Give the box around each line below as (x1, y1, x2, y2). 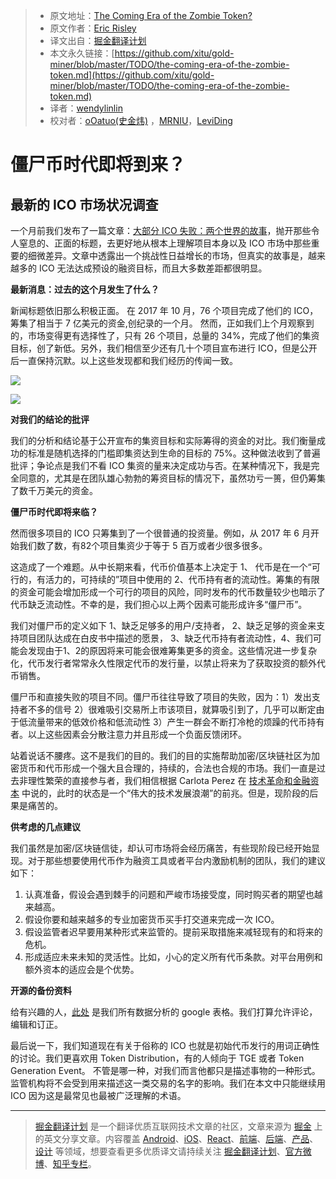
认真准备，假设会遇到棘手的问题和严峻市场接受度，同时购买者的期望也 (24, 889, 315, 900)
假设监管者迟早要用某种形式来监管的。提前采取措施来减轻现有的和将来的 (24, 926, 323, 938)
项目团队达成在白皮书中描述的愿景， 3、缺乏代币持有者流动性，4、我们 (18, 632, 313, 644)
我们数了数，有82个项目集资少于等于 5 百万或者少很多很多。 (18, 540, 268, 551)
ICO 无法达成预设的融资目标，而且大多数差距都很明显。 (38, 262, 268, 274)
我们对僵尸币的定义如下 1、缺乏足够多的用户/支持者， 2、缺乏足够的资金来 (10, 620, 317, 631)
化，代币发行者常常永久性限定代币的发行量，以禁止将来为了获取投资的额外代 (10, 657, 326, 669)
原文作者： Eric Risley (49, 22, 137, 34)
